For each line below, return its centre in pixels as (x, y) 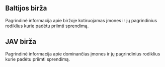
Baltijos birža (26, 8)
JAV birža (21, 42)
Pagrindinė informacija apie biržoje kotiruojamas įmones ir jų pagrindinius (81, 20)
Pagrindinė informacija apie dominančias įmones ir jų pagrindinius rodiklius (83, 54)
